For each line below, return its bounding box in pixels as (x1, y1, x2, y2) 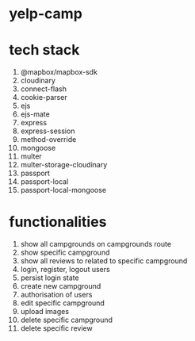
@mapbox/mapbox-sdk (20, 67, 98, 77)
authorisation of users (20, 290, 93, 300)
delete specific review (20, 324, 94, 333)
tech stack (9, 41, 80, 59)
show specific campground (20, 247, 110, 258)
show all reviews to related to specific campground (20, 256, 188, 266)
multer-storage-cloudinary (20, 160, 108, 170)
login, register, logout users (20, 265, 110, 274)
